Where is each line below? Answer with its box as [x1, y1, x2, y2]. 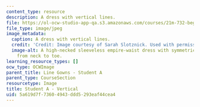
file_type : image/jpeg [6, 25, 62, 32]
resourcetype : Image [6, 81, 58, 87]
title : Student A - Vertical [6, 86, 79, 92]
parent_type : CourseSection [6, 75, 76, 81]
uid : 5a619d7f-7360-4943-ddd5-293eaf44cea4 [6, 92, 116, 97]
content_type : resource [6, 8, 65, 15]
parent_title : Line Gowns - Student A [6, 70, 102, 75]
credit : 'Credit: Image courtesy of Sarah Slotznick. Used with [11, 42, 174, 48]
